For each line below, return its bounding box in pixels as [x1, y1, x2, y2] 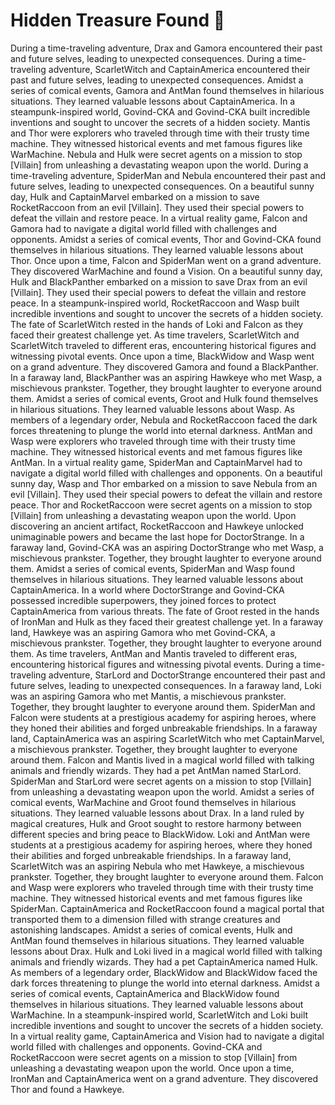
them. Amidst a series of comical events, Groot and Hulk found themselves [10, 392, 319, 404]
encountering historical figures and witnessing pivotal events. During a [10, 658, 302, 670]
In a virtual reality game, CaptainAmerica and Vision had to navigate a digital [10, 1030, 325, 1042]
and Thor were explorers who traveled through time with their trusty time [10, 127, 310, 139]
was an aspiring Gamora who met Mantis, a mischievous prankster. [10, 690, 287, 702]
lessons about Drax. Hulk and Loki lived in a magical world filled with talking [10, 945, 323, 957]
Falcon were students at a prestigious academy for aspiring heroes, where [10, 711, 317, 723]
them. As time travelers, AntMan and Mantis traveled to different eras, [10, 647, 298, 659]
